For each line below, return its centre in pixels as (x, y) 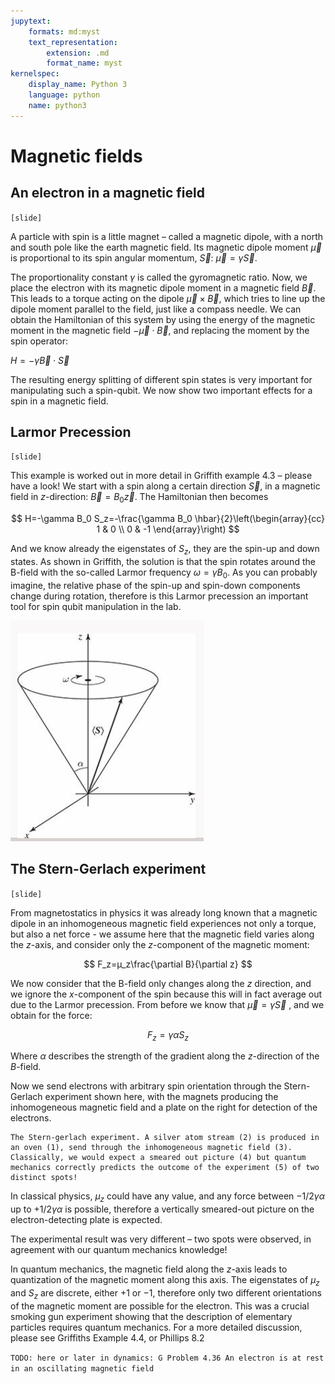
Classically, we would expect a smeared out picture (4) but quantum (158, 1158)
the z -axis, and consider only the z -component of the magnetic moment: (160, 944)
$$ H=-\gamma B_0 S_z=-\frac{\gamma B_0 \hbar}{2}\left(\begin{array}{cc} (168, 519)
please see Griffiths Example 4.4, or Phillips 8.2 (107, 1337)
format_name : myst (84, 63)
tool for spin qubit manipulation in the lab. (96, 606)
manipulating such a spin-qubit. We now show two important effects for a (161, 390)
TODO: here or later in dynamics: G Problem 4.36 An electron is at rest (167, 1358)
